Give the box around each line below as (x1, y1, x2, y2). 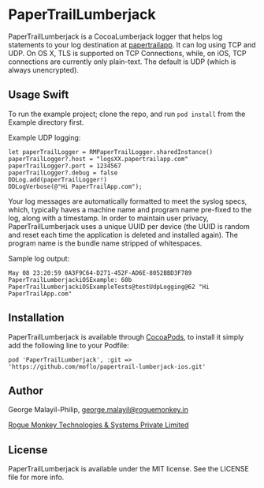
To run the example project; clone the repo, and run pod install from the (8, 109, 246, 118)
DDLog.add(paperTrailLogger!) (8, 175, 108, 183)
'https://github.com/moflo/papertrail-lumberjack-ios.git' (8, 362, 206, 370)
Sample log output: (8, 253, 70, 263)
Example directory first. (8, 117, 84, 127)
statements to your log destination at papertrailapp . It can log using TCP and (8, 39, 256, 49)
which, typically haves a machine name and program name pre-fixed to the (8, 205, 252, 214)
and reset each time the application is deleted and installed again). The (8, 230, 239, 239)
